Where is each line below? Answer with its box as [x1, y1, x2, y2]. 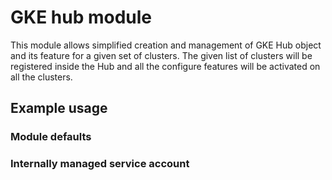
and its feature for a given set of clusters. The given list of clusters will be [10, 49, 313, 61]
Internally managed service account [10, 157, 190, 171]
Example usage [10, 100, 108, 117]
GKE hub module [10, 6, 153, 29]
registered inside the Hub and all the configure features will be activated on [10, 60, 321, 72]
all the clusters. [10, 71, 73, 83]
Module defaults [10, 130, 92, 144]
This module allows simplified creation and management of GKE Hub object [10, 39, 322, 51]
